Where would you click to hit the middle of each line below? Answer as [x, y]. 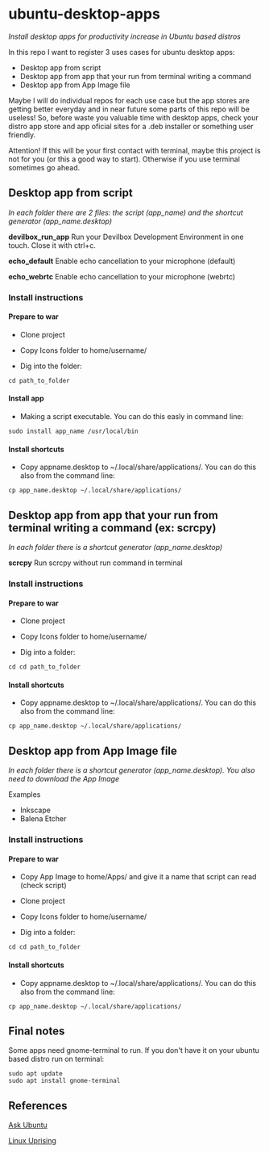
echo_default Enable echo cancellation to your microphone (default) [122, 261]
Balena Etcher [43, 819]
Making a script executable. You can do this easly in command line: [132, 417]
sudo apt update [35, 1074]
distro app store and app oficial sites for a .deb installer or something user [131, 126]
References [38, 1106]
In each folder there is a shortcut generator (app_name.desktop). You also [132, 770]
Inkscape [35, 810]
